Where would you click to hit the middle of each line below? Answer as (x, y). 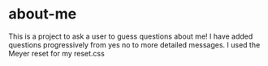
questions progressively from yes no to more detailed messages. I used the (134, 44)
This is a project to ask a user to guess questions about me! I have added (131, 36)
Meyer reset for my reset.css (57, 53)
